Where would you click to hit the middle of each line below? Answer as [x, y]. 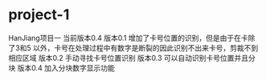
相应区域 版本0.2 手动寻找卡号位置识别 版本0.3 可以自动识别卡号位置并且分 [132, 58]
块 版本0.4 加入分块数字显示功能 [61, 68]
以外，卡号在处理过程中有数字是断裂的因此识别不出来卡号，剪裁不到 [145, 48]
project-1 [39, 15]
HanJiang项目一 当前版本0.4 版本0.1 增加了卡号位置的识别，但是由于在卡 [128, 38]
